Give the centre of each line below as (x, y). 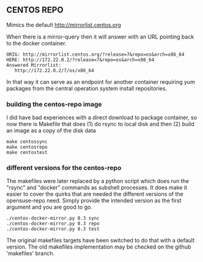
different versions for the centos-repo (64, 168)
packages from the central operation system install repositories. (87, 88)
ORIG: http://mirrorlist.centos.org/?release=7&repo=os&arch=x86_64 (95, 54)
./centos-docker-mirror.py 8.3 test (53, 229)
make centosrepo (27, 147)
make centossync (27, 142)
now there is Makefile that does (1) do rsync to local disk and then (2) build (100, 124)
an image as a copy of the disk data (51, 130)
